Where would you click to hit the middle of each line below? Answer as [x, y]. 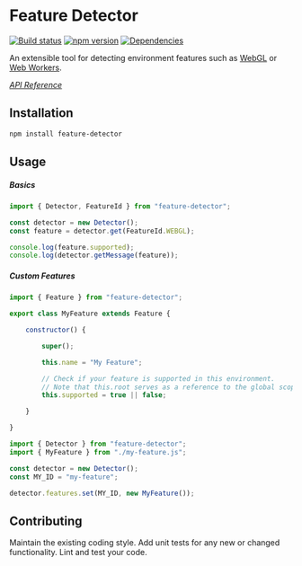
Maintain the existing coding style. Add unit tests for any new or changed [145, 543]
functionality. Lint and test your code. [78, 553]
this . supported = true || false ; [104, 395]
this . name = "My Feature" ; [92, 362]
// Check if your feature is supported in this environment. [159, 378]
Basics [22, 184]
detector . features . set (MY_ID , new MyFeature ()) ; [102, 493]
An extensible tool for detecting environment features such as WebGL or [143, 57]
